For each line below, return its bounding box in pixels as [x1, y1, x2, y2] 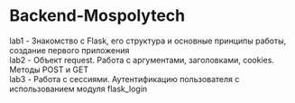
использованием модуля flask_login [9, 83, 148, 94]
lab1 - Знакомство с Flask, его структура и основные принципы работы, [9, 35, 287, 46]
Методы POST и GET [9, 64, 88, 75]
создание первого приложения [9, 44, 130, 55]
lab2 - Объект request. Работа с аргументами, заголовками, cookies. [9, 54, 275, 65]
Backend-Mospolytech [9, 5, 186, 26]
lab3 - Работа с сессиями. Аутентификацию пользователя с [9, 73, 240, 84]
